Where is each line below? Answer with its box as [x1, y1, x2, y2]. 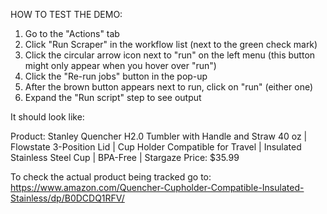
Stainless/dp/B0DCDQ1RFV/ [10, 192, 125, 204]
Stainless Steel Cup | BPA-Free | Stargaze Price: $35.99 [10, 152, 240, 163]
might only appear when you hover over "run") [24, 60, 217, 71]
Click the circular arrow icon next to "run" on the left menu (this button [24, 49, 316, 61]
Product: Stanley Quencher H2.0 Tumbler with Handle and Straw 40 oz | [10, 130, 308, 142]
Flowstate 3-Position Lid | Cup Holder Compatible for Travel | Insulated [10, 141, 302, 153]
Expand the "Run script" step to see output [24, 92, 202, 103]
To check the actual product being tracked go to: [10, 171, 212, 183]
